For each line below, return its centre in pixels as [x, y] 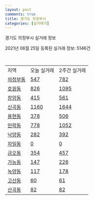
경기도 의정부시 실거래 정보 [30, 38]
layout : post [18, 10]
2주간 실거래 [72, 71]
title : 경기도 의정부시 [26, 19]
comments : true [20, 14]
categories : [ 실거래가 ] [27, 23]
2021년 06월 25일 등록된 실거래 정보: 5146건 [48, 48]
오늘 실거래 [42, 71]
